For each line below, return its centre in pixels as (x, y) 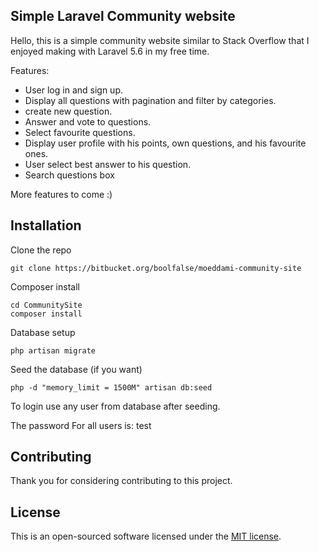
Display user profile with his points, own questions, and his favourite (165, 143)
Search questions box (69, 175)
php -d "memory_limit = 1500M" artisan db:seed (111, 387)
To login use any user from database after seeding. (115, 406)
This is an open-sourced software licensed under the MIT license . (146, 536)
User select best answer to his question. (108, 164)
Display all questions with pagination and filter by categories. (150, 100)
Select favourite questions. (80, 132)
